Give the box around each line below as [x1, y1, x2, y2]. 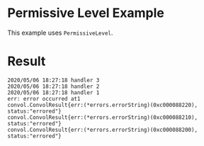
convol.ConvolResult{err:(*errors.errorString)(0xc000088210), [7, 113, 198, 121]
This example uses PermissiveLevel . [7, 28, 113, 37]
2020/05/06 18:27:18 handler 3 [7, 77, 100, 84]
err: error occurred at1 [7, 95, 81, 102]
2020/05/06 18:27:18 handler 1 [7, 89, 100, 96]
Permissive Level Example [7, 5, 164, 21]
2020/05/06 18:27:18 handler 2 [7, 83, 100, 90]
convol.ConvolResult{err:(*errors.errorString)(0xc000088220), [7, 101, 198, 108]
